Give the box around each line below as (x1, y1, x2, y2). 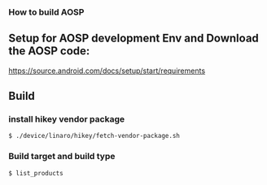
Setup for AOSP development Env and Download (8, 32, 259, 45)
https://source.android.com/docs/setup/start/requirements (8, 66, 206, 75)
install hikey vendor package (8, 114, 125, 125)
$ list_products (8, 169, 63, 177)
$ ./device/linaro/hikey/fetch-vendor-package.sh (8, 132, 181, 140)
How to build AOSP (8, 6, 85, 18)
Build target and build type (8, 151, 116, 162)
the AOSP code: (8, 44, 90, 58)
